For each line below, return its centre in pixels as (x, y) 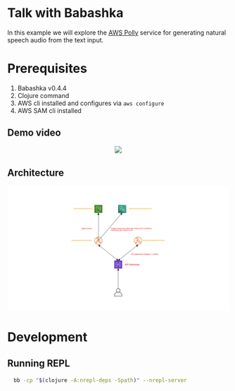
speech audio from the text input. (56, 40)
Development (47, 337)
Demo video (34, 133)
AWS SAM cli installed (50, 110)
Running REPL (39, 363)
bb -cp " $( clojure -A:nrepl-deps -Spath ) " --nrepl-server (101, 380)
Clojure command (43, 95)
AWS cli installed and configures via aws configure (91, 103)
